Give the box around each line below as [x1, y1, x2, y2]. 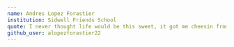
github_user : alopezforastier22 [7, 29, 101, 37]
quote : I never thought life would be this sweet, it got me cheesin [7, 23, 214, 30]
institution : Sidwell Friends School [7, 17, 117, 23]
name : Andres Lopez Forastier [7, 10, 95, 17]
